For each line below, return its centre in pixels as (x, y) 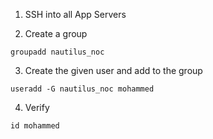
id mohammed (35, 126)
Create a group (56, 33)
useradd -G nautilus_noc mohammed (82, 89)
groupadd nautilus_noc (57, 52)
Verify (37, 107)
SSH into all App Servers (75, 14)
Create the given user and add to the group (113, 70)
